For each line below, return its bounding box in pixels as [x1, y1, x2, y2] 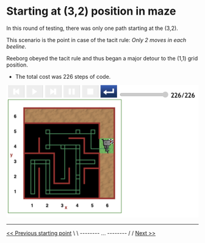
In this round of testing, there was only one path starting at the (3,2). [6, 24, 178, 32]
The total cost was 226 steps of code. [15, 73, 111, 80]
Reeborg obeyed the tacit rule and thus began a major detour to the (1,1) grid [6, 54, 198, 62]
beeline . [6, 43, 26, 50]
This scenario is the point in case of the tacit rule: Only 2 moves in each [6, 36, 187, 43]
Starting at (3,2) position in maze [6, 4, 176, 18]
